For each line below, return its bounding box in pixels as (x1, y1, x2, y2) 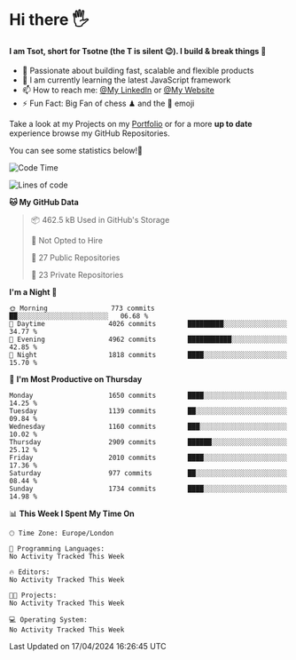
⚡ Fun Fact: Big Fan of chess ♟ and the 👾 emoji (21, 98, 195, 109)
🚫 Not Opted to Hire (30, 235, 104, 246)
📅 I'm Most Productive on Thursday (9, 374, 143, 385)
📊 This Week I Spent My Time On (9, 508, 135, 519)
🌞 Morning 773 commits (9, 304, 155, 314)
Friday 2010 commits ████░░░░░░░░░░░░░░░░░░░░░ (9, 453, 288, 463)
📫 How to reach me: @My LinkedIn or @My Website (21, 84, 214, 96)
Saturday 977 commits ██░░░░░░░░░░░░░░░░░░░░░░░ (9, 469, 288, 478)
